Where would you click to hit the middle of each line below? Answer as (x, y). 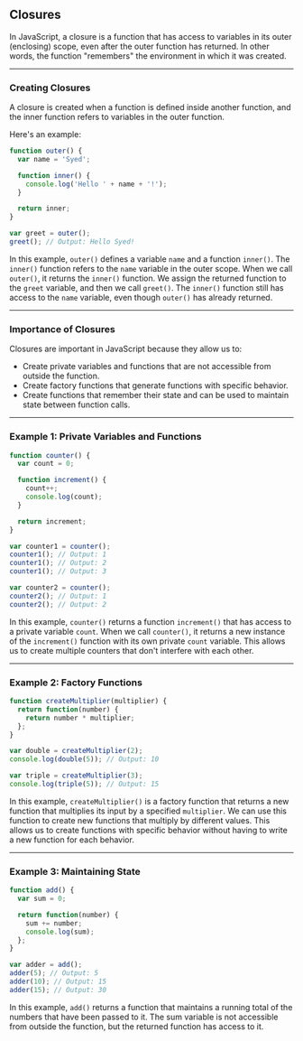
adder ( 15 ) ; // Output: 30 (58, 990)
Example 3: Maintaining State (75, 871)
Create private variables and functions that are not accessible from (147, 367)
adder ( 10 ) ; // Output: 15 (58, 982)
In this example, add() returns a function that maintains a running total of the (151, 1007)
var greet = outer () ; (50, 234)
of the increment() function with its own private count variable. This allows (147, 641)
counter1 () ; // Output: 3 (58, 572)
